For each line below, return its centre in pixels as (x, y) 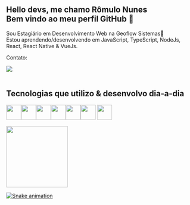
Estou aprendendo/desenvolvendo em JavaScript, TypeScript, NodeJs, (93, 40)
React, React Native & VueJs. (42, 46)
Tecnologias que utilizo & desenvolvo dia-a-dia (95, 94)
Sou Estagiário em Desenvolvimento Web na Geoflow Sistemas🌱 (85, 33)
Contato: (17, 57)
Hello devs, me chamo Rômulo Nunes (77, 10)
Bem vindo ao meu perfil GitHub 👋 (70, 19)
